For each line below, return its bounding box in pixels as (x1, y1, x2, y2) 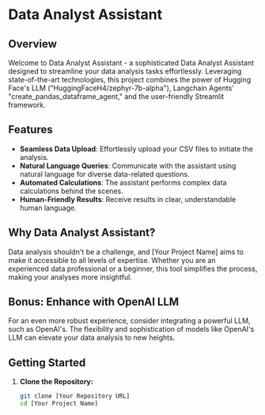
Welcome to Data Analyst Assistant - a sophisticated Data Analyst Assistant (8, 58, 255, 67)
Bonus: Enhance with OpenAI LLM (8, 295, 180, 309)
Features (8, 123, 53, 136)
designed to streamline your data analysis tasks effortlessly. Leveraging (8, 67, 242, 76)
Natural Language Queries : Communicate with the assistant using (19, 161, 237, 170)
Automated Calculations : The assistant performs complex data (19, 177, 227, 187)
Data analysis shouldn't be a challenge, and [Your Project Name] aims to (8, 247, 244, 257)
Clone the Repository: (19, 377, 93, 386)
